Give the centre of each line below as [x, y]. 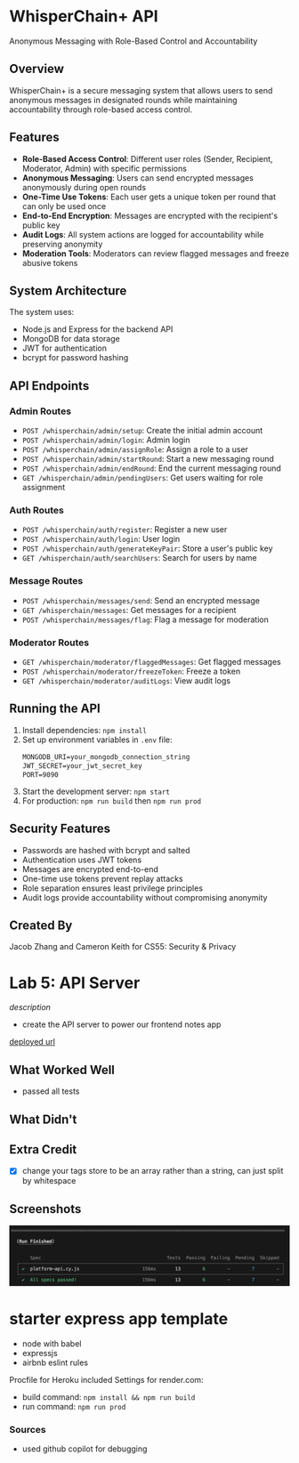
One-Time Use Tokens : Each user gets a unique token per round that [149, 197]
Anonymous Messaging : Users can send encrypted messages [137, 178]
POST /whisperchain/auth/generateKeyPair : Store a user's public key [147, 548]
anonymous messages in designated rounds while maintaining [123, 100]
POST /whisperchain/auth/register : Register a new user [125, 529]
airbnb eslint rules [55, 1362]
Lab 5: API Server [75, 983]
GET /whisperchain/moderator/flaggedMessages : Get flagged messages [152, 661]
